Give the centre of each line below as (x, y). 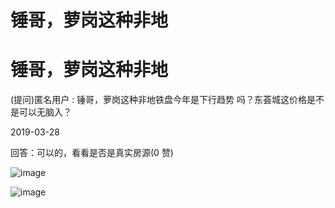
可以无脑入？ (45, 112)
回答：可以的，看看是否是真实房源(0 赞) (92, 153)
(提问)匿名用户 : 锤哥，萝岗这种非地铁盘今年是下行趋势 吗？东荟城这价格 (159, 100)
